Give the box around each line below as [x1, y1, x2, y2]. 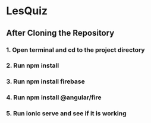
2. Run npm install [6, 61, 59, 70]
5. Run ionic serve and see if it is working [6, 109, 127, 118]
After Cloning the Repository [6, 28, 115, 38]
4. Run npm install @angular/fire [6, 93, 102, 102]
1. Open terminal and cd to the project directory [6, 46, 145, 54]
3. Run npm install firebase [6, 77, 85, 86]
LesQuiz [6, 4, 48, 18]
